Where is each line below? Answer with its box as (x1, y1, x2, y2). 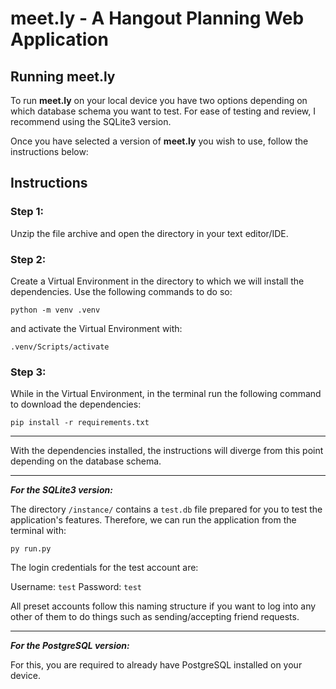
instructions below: (10, 146, 89, 157)
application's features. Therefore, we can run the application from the (10, 514, 297, 526)
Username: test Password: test (10, 581, 142, 593)
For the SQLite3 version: (10, 484, 113, 496)
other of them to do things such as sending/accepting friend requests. (10, 611, 300, 623)
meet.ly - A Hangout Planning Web (10, 7, 305, 30)
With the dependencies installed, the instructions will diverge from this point (10, 445, 324, 457)
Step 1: (10, 205, 44, 219)
